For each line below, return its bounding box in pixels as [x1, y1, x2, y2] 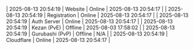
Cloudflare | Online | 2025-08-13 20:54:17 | [6, 37, 110, 43]
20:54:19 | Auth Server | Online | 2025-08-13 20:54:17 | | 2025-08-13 [6, 18, 173, 24]
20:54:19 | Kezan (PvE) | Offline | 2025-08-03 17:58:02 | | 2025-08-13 [6, 24, 175, 31]
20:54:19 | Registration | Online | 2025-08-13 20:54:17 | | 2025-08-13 [21, 12, 189, 19]
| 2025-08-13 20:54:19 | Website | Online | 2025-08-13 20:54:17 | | [6, 6, 167, 12]
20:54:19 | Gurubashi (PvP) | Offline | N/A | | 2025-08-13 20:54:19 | [6, 30, 168, 37]
